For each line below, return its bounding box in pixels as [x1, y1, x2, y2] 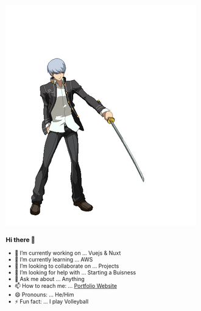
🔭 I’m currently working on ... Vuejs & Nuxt [14, 249, 121, 257]
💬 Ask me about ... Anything [14, 276, 85, 283]
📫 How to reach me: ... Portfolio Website [14, 282, 117, 290]
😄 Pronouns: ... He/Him [14, 291, 74, 298]
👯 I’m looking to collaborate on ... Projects [14, 262, 119, 270]
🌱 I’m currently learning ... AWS [14, 256, 93, 263]
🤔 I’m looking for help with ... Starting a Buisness [14, 269, 136, 276]
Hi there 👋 [5, 235, 36, 244]
